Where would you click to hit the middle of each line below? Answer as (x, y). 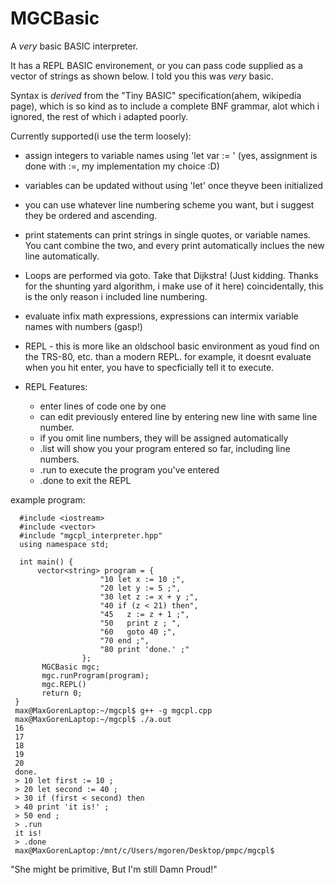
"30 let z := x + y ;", (149, 597)
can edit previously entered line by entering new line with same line (178, 416)
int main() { (46, 562)
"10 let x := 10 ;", (142, 579)
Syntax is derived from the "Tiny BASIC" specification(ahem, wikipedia (156, 95)
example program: (48, 499)
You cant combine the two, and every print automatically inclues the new (174, 245)
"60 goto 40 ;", (138, 632)
